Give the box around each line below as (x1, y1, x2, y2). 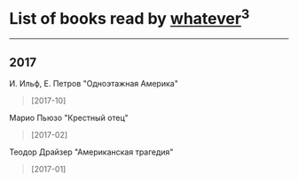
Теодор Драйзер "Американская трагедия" (9, 147, 174, 157)
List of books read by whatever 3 (9, 5, 250, 29)
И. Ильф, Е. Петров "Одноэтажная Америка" (9, 79, 179, 89)
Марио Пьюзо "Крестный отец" (9, 112, 129, 124)
